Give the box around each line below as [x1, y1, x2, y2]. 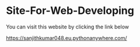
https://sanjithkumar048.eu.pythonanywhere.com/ [6, 34, 127, 41]
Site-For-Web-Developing [6, 4, 134, 17]
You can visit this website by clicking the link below [6, 23, 129, 30]
